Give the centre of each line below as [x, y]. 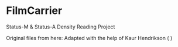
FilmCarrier [34, 11]
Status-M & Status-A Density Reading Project [61, 27]
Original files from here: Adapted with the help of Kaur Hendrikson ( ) [89, 38]
